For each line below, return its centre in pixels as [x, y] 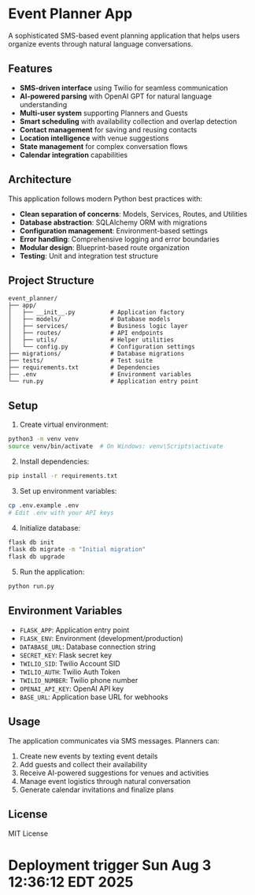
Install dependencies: [54, 461]
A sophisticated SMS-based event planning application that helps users [124, 35]
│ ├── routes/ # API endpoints [86, 333]
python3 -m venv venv [44, 439]
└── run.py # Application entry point [103, 382]
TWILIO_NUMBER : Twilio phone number [79, 680]
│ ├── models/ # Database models [89, 319]
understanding [43, 104]
